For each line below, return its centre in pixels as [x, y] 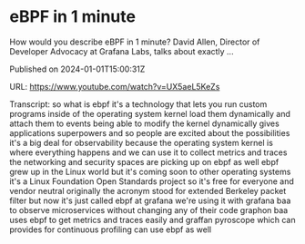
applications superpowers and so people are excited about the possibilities [150, 132]
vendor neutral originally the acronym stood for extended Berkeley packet [148, 190]
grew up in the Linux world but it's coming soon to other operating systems [150, 171]
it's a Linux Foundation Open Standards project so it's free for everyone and [152, 181]
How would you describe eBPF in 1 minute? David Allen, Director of [135, 42]
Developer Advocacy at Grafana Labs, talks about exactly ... [122, 51]
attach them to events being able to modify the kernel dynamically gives [144, 123]
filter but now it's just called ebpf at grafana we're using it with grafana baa [150, 200]
